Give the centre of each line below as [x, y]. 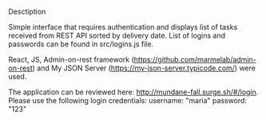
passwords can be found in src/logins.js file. [81, 44]
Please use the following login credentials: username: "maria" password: [128, 100]
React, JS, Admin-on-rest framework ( [71, 60]
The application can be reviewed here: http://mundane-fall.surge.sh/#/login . [133, 92]
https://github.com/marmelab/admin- [195, 60]
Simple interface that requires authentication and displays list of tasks [123, 27]
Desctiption [27, 12]
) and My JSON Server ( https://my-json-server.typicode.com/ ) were [144, 68]
